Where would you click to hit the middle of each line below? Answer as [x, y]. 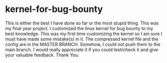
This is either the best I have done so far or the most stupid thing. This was [82, 23]
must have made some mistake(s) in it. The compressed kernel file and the [82, 39]
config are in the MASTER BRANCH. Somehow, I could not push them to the [83, 44]
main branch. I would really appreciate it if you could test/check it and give [82, 49]
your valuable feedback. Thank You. [42, 55]
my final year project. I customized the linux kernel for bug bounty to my [79, 28]
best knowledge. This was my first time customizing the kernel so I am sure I [84, 33]
